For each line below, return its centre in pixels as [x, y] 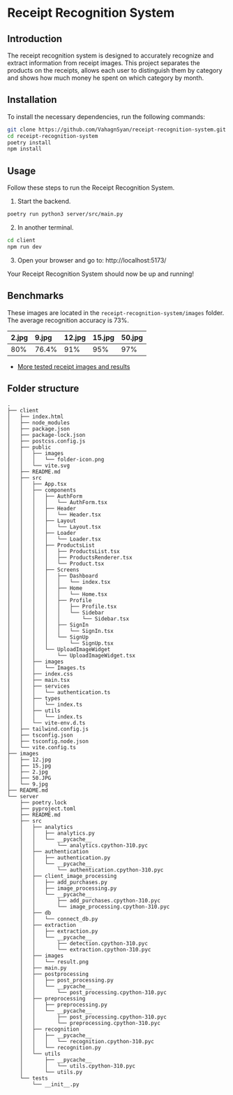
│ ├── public [29, 447]
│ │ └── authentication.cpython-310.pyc [92, 870]
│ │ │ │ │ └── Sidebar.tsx [68, 619]
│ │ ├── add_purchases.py [64, 883]
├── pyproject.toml [48, 809]
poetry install [29, 142]
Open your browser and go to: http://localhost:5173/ [92, 260]
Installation [32, 100]
